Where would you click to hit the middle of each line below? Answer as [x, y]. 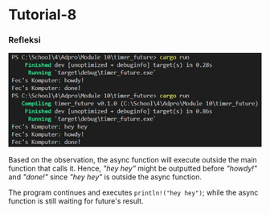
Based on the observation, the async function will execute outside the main [133, 159]
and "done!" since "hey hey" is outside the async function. [105, 177]
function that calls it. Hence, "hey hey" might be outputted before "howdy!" [133, 168]
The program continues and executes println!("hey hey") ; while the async [133, 192]
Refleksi [25, 40]
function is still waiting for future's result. [76, 201]
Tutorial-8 [43, 15]
